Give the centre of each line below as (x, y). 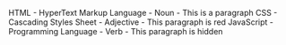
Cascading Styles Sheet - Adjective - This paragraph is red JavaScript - (141, 22)
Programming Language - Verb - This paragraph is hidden (116, 31)
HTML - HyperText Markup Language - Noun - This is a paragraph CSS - (143, 13)
